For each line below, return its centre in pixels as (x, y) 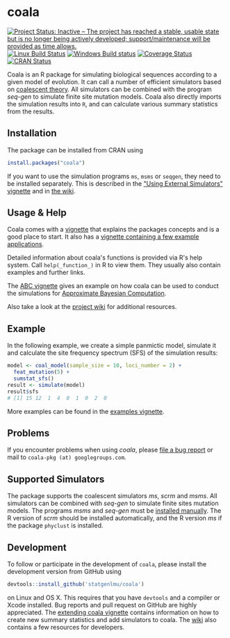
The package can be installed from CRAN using (75, 150)
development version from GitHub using (64, 571)
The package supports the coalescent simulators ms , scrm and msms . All (112, 496)
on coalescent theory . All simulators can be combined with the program (109, 89)
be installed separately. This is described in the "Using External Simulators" (115, 183)
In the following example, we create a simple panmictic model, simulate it (112, 346)
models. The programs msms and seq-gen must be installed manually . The (114, 511)
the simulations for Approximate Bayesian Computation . (87, 294)
